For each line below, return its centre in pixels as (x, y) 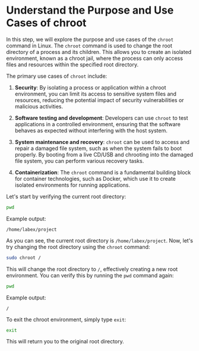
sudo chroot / (24, 258)
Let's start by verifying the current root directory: (66, 196)
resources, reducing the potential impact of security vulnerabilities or (99, 100)
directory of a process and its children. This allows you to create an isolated (99, 52)
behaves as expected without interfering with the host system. (91, 130)
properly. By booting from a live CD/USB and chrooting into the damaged (104, 154)
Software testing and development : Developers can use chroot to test (101, 118)
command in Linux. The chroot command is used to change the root (89, 46)
